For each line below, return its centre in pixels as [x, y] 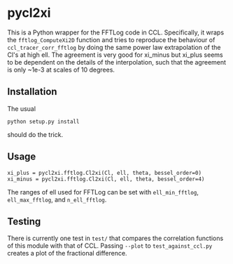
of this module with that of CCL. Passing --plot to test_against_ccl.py [110, 246]
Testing [24, 222]
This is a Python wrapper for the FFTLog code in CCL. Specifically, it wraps [116, 32]
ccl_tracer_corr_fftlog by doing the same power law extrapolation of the [114, 47]
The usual [22, 108]
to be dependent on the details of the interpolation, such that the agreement [116, 62]
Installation [32, 92]
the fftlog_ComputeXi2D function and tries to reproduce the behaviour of [111, 39]
